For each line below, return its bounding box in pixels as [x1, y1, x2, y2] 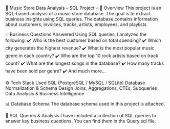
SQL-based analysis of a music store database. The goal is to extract [5, 11, 151, 16]
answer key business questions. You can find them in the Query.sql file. [5, 118, 156, 124]
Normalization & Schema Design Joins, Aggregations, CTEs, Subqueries [5, 85, 157, 91]
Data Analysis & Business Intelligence [5, 91, 84, 96]
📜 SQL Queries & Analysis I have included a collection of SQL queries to [5, 113, 157, 118]
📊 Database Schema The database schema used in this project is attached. [5, 101, 165, 107]
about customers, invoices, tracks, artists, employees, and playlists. [5, 21, 148, 28]
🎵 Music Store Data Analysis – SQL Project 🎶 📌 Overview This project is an [5, 5, 162, 11]
